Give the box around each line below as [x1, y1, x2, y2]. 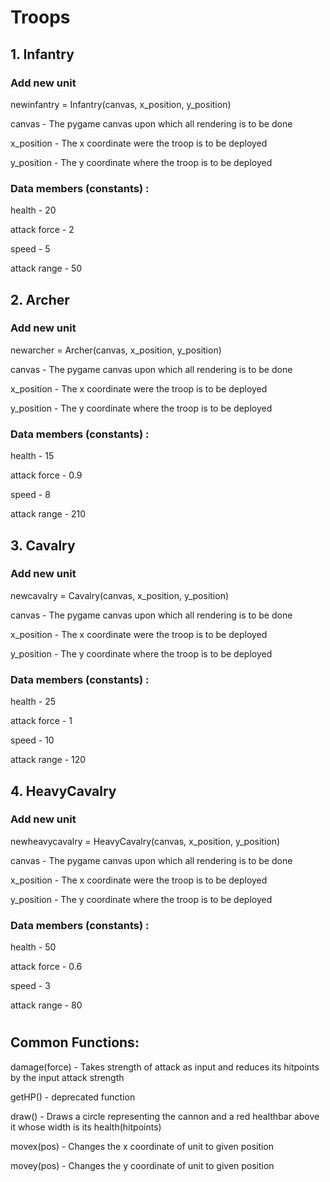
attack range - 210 [10, 508, 87, 520]
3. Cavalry [10, 537, 76, 554]
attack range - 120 [10, 754, 87, 766]
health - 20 [10, 204, 57, 216]
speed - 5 [10, 243, 51, 255]
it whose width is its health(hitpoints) [10, 1121, 162, 1133]
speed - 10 [10, 734, 55, 746]
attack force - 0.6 [10, 961, 83, 973]
